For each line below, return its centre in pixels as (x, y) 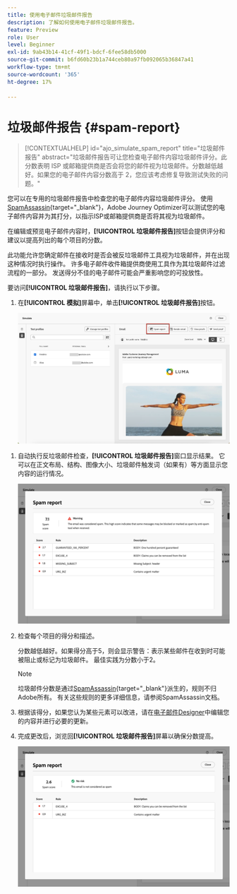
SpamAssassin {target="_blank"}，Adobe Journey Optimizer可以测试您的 (113, 208)
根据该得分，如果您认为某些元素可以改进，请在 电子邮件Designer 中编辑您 (123, 712)
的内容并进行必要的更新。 (55, 721)
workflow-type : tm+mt (39, 67)
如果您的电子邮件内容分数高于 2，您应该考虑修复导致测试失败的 (129, 175)
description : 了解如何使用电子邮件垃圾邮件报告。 (73, 22)
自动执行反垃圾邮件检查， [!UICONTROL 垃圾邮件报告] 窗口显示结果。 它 (121, 455)
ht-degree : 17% (30, 82)
